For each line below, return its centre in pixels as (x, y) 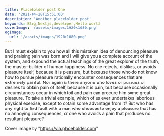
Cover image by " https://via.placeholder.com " (52, 128)
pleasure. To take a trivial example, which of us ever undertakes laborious (80, 98)
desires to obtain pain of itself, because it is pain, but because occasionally (81, 87)
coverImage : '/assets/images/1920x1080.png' (51, 28)
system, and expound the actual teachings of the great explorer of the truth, (82, 61)
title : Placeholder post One (35, 10)
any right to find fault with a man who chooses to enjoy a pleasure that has (81, 108)
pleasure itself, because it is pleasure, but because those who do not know (81, 72)
